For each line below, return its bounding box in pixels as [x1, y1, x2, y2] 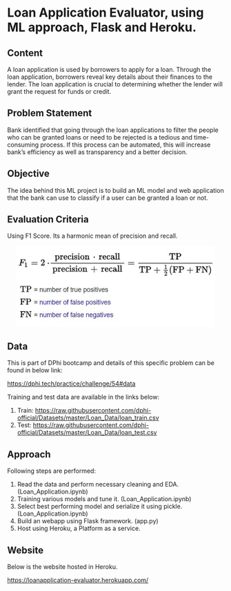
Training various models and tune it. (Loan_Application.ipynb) [17, 495, 192, 503]
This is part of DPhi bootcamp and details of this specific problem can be [7, 359, 215, 367]
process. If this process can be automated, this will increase [40, 140, 211, 149]
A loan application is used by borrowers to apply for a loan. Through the [7, 66, 212, 73]
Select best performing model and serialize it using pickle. [17, 503, 183, 511]
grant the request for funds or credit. [7, 88, 112, 95]
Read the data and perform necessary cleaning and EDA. [17, 480, 179, 489]
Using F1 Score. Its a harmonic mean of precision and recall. [7, 232, 178, 240]
